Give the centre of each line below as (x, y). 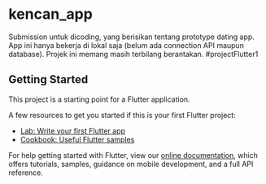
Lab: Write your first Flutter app (73, 130)
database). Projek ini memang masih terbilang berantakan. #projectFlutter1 (133, 54)
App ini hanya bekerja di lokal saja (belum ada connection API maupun (126, 45)
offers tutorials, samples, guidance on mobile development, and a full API (131, 164)
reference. (26, 173)
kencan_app (51, 14)
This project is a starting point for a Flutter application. (99, 99)
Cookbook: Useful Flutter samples (77, 139)
